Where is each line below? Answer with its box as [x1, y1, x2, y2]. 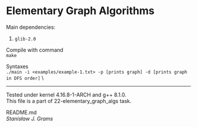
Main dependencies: [6, 24, 56, 31]
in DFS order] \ [6, 74, 44, 81]
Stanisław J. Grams [6, 115, 53, 122]
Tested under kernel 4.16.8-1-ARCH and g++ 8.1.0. [6, 91, 127, 98]
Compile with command [6, 46, 63, 54]
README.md [6, 109, 37, 116]
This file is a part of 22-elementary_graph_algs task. [6, 97, 132, 104]
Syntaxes [6, 63, 29, 70]
